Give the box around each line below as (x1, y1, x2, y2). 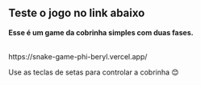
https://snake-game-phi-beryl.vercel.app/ (8, 51, 148, 61)
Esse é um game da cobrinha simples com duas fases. (8, 27, 194, 37)
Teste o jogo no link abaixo (8, 6, 145, 20)
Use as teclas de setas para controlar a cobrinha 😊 (8, 67, 179, 77)
